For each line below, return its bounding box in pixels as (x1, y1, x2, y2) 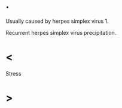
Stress (5, 70, 22, 77)
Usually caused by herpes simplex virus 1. (5, 17, 109, 25)
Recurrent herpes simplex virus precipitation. (5, 29, 117, 36)
